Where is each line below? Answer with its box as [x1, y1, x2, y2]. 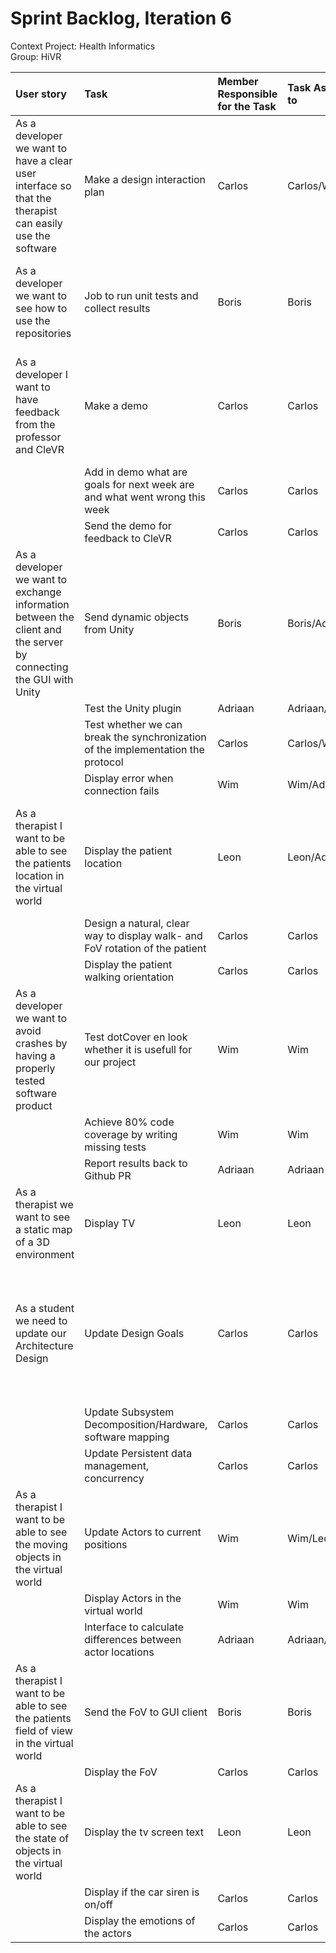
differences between [84, 1632, 182, 1646]
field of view [15, 1723, 73, 1737]
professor [15, 430, 62, 444]
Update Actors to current [84, 1525, 202, 1539]
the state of [15, 1831, 70, 1845]
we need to [15, 1313, 68, 1327]
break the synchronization [84, 730, 207, 744]
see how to [15, 301, 68, 315]
